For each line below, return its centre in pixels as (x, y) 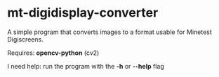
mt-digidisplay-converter (83, 13)
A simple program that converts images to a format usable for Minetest (109, 32)
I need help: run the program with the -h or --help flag (86, 66)
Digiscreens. (25, 39)
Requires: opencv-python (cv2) (53, 53)
